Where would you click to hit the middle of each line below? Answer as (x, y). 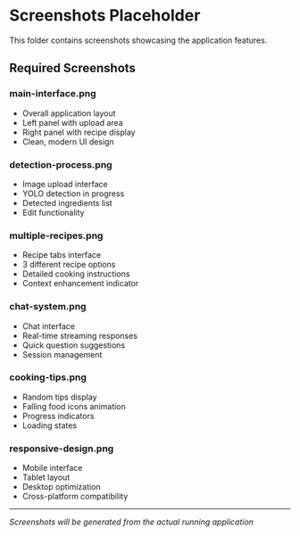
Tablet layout (46, 477)
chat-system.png (48, 307)
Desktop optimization (61, 487)
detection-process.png (61, 164)
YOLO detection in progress (73, 194)
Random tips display (59, 397)
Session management (62, 354)
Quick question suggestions (74, 345)
